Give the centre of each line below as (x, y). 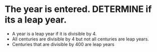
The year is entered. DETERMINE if (78, 9)
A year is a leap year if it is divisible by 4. (54, 33)
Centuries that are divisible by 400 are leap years (63, 44)
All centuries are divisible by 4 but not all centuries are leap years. (81, 39)
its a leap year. (36, 20)
